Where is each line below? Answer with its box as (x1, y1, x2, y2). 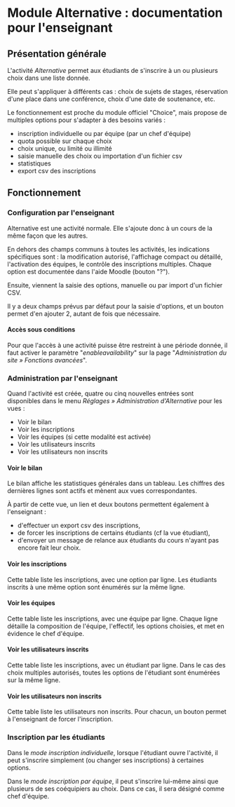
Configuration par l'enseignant (7, 208, 114, 218)
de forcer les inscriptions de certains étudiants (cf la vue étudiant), (17, 529, 210, 537)
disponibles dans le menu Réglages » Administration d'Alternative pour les (7, 397, 222, 405)
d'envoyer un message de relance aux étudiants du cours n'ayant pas (17, 536, 220, 545)
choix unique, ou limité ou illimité (17, 144, 112, 152)
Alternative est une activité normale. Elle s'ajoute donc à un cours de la (7, 224, 213, 232)
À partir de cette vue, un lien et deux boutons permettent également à (7, 500, 209, 509)
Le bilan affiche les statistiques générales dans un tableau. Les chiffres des (7, 479, 225, 488)
